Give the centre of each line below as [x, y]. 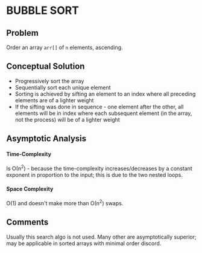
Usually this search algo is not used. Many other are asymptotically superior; [101, 237]
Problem [23, 33]
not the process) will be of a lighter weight [68, 119]
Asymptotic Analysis [46, 139]
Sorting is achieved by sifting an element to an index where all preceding [105, 94]
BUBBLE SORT [43, 11]
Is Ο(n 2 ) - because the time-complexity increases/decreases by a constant [99, 168]
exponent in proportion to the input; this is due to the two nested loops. [94, 175]
